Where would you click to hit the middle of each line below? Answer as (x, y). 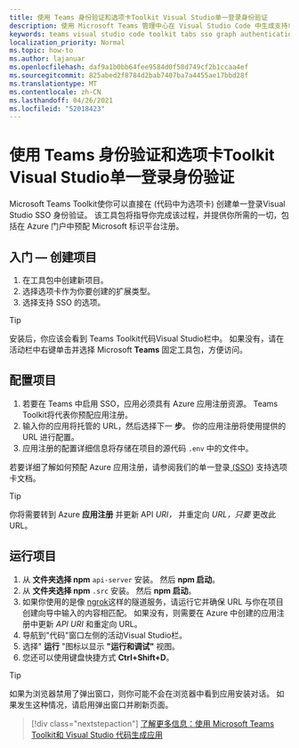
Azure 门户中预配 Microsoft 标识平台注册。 (105, 226)
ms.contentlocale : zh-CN (55, 92)
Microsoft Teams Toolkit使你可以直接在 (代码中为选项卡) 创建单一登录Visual (148, 204)
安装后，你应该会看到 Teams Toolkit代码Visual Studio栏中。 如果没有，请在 (147, 338)
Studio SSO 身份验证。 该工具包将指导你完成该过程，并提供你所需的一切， (145, 215)
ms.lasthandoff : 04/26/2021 (61, 100)
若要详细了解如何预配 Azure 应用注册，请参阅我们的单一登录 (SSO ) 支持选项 (148, 467)
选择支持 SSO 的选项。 (64, 302)
